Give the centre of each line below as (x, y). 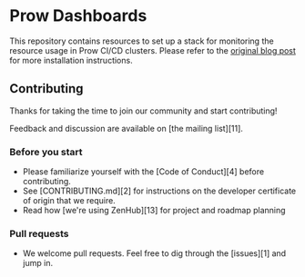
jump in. (37, 263)
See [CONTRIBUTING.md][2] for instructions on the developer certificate (159, 191)
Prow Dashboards (78, 16)
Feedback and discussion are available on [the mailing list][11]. (127, 128)
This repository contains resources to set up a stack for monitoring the (142, 41)
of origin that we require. (69, 201)
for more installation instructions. (71, 60)
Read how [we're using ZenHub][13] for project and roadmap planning (154, 211)
